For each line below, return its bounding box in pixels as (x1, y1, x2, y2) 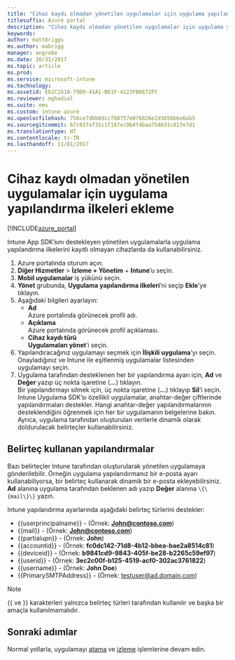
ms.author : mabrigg (7, 43, 64, 50)
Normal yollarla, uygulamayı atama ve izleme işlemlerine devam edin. (7, 645, 206, 653)
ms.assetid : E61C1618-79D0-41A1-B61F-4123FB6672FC (7, 88, 158, 95)
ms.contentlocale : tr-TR (7, 134, 80, 141)
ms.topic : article (7, 62, 61, 70)
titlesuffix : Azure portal (7, 17, 86, 24)
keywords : (7, 29, 36, 37)
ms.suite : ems (7, 102, 49, 109)
